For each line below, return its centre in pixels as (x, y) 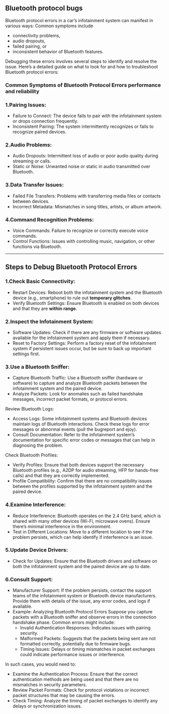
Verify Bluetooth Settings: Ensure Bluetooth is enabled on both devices (86, 303)
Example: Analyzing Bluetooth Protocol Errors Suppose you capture (82, 612)
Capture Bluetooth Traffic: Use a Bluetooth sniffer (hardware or (78, 378)
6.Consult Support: (29, 579)
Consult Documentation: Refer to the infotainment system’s (73, 435)
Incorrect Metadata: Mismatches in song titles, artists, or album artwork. (87, 206)
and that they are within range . (45, 308)
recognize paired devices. (39, 132)
